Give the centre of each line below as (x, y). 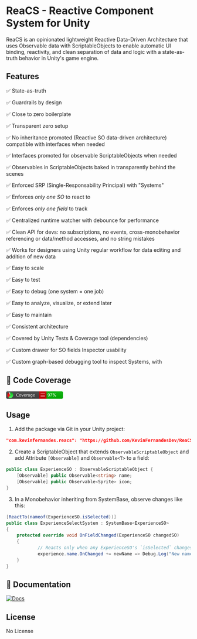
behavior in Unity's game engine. (59, 58)
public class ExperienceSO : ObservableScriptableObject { (80, 470)
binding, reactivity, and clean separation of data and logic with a (84, 52)
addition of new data (31, 257)
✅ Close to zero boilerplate (39, 114)
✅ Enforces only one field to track (47, 209)
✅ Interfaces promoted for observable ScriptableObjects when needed (91, 155)
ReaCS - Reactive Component (80, 11)
